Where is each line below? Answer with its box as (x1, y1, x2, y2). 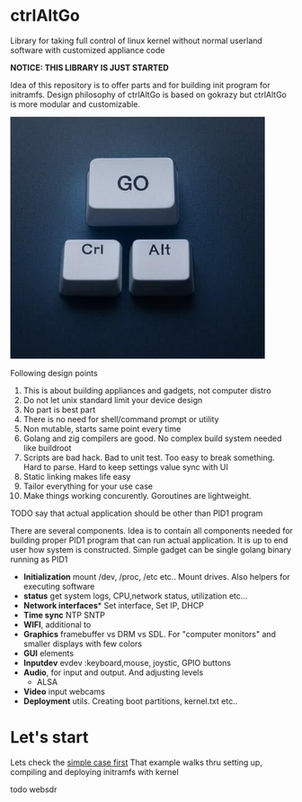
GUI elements (22, 647, 75, 658)
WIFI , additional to (22, 618, 92, 630)
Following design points (10, 367, 98, 378)
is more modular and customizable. (10, 98, 141, 109)
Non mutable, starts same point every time (22, 423, 182, 434)
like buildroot (22, 442, 72, 453)
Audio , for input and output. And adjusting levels (22, 667, 204, 678)
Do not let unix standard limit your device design (22, 394, 203, 405)
